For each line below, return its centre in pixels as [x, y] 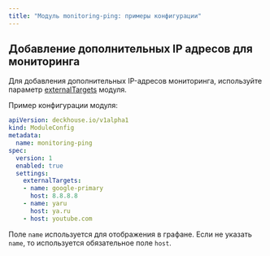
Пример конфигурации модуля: [63, 106]
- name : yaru [45, 204]
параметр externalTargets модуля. [68, 89]
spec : [17, 150]
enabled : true [39, 166]
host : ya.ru [50, 211]
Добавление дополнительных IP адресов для [131, 49]
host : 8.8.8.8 [54, 196]
